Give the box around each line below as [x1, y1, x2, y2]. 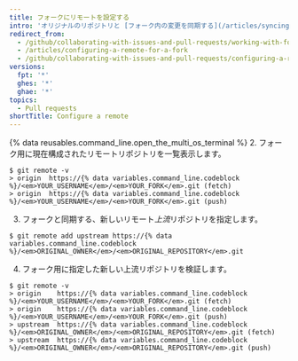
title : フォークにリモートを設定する [9, 12, 130, 22]
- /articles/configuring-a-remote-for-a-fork [17, 46, 189, 55]
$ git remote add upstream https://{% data [9, 232, 173, 240]
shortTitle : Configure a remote [9, 112, 129, 121]
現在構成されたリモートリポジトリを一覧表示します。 [32, 148, 226, 160]
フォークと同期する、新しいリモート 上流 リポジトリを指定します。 [21, 214, 263, 224]
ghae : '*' [17, 87, 53, 96]
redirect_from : [9, 29, 66, 38]
